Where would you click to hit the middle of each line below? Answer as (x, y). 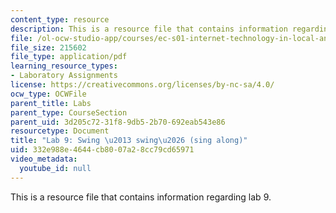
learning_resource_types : (64, 66)
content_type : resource (60, 19)
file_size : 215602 (48, 47)
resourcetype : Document (60, 131)
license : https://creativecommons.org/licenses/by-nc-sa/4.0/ (142, 85)
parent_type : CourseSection (69, 112)
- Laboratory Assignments (64, 76)
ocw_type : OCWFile (48, 94)
